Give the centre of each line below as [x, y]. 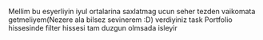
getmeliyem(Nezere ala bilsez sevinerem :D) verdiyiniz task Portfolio [121, 20]
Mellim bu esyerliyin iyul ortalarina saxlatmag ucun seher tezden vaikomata [132, 11]
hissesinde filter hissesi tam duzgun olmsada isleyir [93, 28]
